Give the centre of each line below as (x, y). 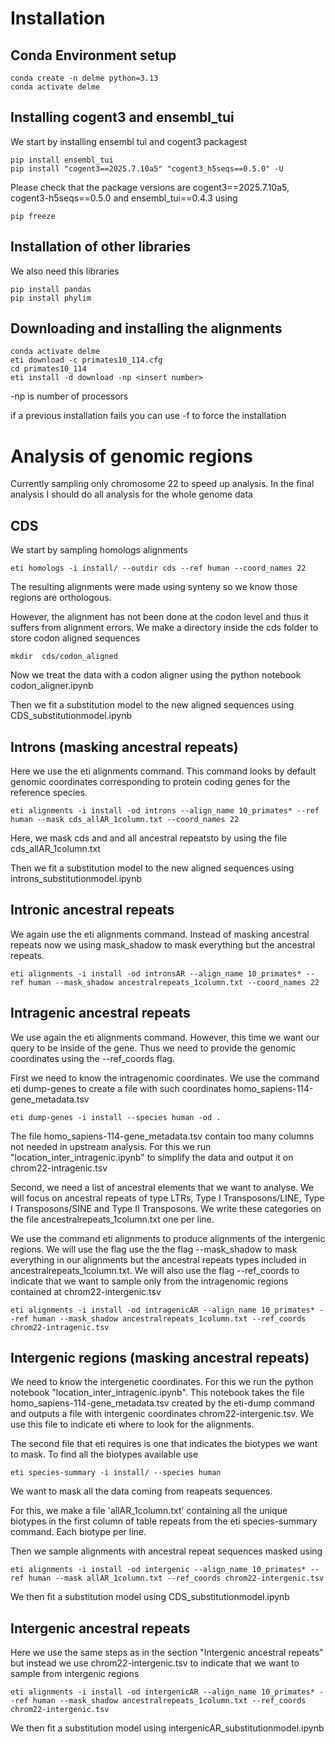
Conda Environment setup (93, 55)
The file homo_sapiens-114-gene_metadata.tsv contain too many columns (162, 1136)
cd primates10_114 (48, 369)
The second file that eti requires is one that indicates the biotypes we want (164, 1444)
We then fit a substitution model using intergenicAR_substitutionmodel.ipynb (167, 1728)
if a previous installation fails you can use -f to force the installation (148, 416)
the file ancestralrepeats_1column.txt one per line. (112, 1219)
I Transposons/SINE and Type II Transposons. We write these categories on (166, 1208)
